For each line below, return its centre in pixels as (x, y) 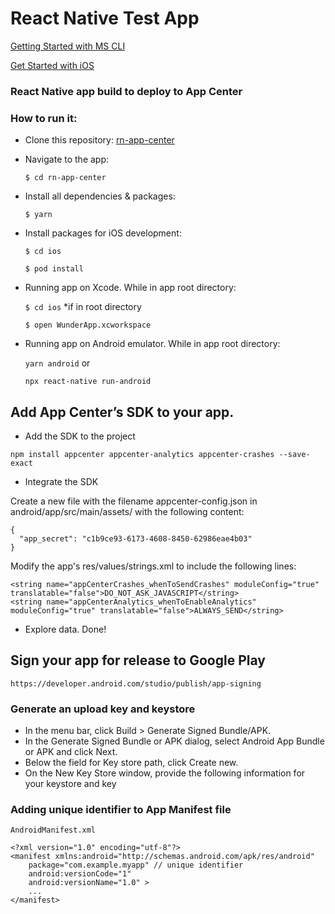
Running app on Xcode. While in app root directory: (130, 288)
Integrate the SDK (61, 481)
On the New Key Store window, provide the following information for (165, 773)
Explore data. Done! (65, 629)
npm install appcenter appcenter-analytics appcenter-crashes (142, 454)
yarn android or (57, 363)
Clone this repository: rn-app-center (99, 140)
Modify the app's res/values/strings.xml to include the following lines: (153, 566)
